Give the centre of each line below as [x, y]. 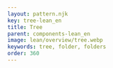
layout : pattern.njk [38, 14]
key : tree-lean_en [34, 21]
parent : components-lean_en [49, 34]
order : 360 [23, 54]
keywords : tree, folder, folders [57, 47]
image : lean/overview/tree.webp [55, 40]
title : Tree [25, 27]
